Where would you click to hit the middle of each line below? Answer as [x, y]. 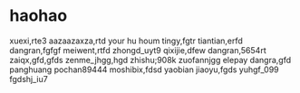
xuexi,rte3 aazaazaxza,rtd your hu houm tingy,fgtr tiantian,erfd [126, 41]
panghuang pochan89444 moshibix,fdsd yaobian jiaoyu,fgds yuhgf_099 [144, 70]
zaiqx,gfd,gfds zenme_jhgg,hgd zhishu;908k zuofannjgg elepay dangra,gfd [150, 60]
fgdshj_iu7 [29, 79]
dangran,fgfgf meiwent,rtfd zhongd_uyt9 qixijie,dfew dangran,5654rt [138, 50]
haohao [39, 16]
